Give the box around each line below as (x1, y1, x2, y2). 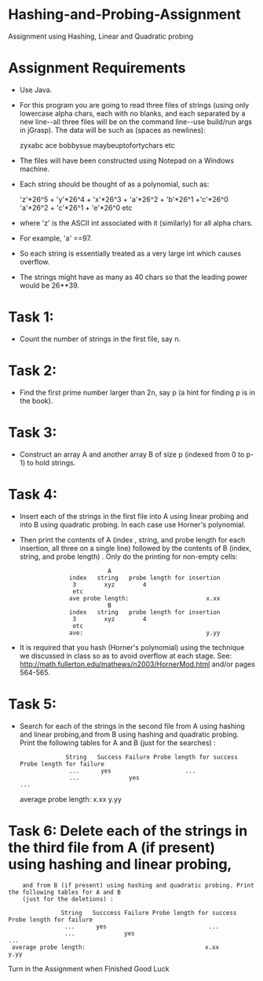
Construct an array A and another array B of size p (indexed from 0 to (19, 450, 245, 459)
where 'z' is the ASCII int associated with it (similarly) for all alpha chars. (19, 218, 254, 227)
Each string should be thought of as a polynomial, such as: (19, 179, 210, 189)
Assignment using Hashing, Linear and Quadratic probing (8, 31, 194, 41)
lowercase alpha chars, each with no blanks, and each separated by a (19, 108, 246, 118)
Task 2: (8, 362, 57, 379)
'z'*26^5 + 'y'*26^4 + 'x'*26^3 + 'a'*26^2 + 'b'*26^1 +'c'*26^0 (19, 194, 229, 204)
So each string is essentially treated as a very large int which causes (19, 248, 242, 258)
